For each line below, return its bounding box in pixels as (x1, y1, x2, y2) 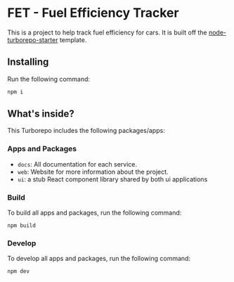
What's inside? (7, 108, 75, 120)
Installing (7, 56, 49, 68)
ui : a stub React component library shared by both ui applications (17, 174, 208, 184)
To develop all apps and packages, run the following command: (7, 255, 191, 263)
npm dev (7, 268, 30, 275)
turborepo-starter (7, 35, 58, 44)
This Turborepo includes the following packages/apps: (7, 127, 165, 135)
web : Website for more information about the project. (17, 167, 169, 176)
